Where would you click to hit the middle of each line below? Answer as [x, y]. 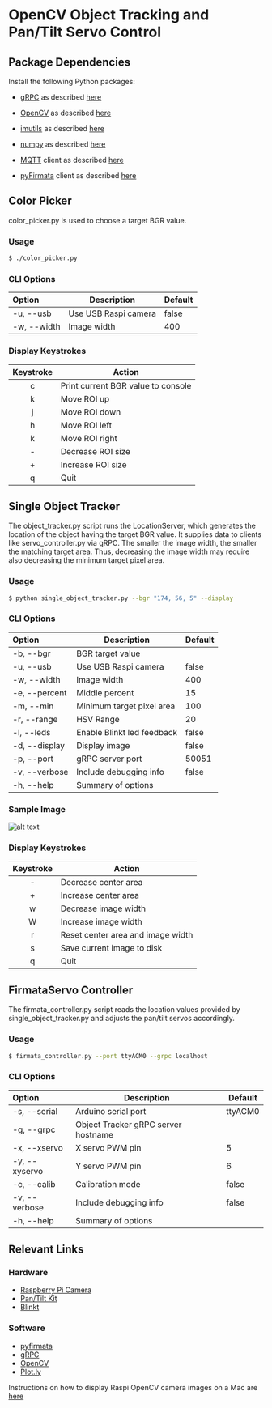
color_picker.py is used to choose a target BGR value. [98, 220]
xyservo [28, 1171]
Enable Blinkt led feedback [127, 732]
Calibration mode [108, 1184]
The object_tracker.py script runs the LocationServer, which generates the [132, 526]
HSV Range [98, 719]
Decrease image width [103, 908]
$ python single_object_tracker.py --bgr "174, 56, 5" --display [121, 598]
